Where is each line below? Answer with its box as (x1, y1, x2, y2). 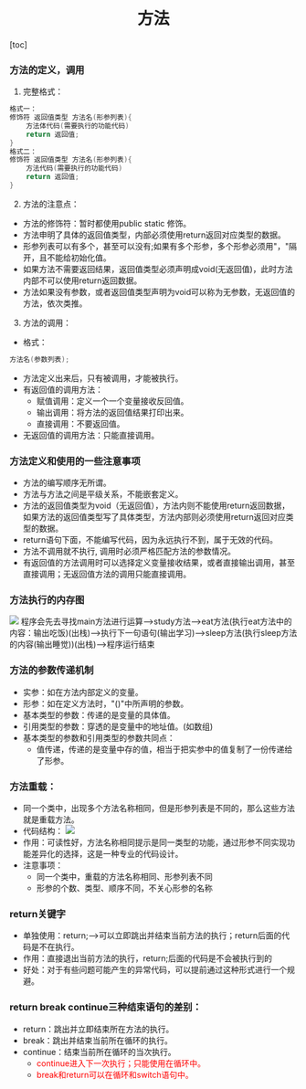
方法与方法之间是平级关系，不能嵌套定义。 (22, 489, 184, 500)
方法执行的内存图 (9, 594, 85, 607)
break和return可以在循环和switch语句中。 (36, 1069, 194, 1080)
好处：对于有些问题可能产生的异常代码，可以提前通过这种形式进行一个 (22, 965, 288, 976)
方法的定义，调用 (9, 63, 85, 76)
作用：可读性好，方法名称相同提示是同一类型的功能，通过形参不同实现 (22, 837, 288, 848)
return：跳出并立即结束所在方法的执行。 (22, 1023, 174, 1034)
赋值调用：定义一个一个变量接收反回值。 (36, 395, 189, 407)
